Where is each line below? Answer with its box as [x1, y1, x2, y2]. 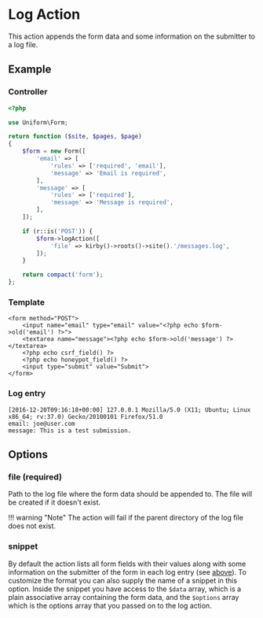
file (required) [8, 471, 63, 482]
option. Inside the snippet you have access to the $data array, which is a [8, 584, 242, 594]
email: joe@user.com [8, 420, 76, 427]
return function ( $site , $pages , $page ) [8, 132, 143, 141]
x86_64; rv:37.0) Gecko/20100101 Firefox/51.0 [8, 413, 163, 420]
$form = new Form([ [22, 147, 86, 155]
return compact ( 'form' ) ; [22, 271, 104, 279]
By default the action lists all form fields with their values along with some [8, 559, 247, 568]
